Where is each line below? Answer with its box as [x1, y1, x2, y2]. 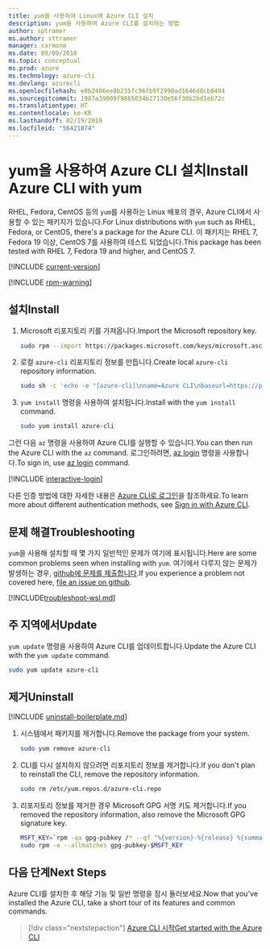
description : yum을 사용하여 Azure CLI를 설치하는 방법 [8, 19, 180, 27]
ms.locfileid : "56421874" [8, 124, 95, 132]
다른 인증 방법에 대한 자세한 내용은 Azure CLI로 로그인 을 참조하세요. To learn [8, 491, 248, 501]
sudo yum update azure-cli [8, 666, 99, 674]
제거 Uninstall [8, 690, 74, 704]
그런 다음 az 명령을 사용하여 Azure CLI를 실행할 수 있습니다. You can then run [8, 438, 253, 447]
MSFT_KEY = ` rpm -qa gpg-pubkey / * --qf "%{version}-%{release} [19, 834, 234, 843]
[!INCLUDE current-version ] [8, 261, 101, 271]
